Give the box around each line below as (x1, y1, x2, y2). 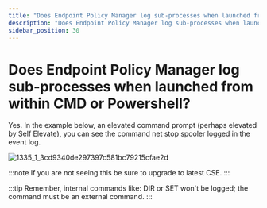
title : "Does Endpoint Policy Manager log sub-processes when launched (8, 11, 250, 20)
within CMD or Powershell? (8, 94, 191, 112)
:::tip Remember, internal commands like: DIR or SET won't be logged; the (8, 183, 249, 193)
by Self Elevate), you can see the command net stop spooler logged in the (8, 129, 250, 139)
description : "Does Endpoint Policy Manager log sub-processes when (8, 19, 240, 27)
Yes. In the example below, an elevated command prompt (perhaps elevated (8, 121, 257, 130)
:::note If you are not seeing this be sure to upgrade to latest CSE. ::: (8, 168, 230, 178)
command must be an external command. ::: (8, 192, 153, 202)
